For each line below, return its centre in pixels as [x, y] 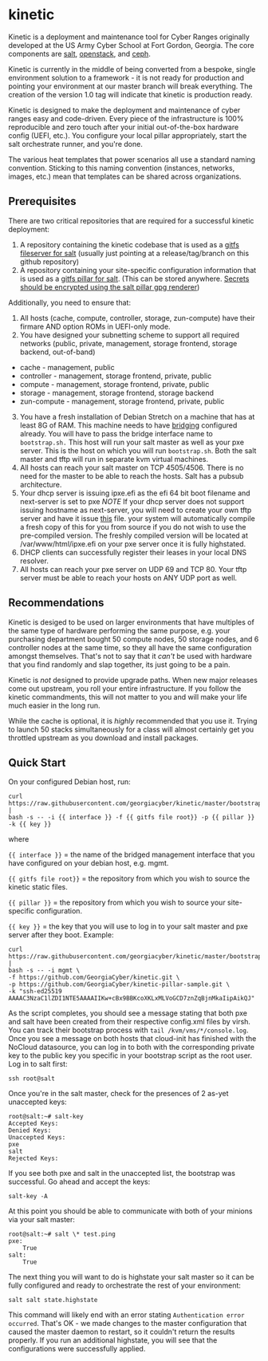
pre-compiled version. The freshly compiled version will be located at [134, 535]
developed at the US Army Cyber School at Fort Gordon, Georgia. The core [131, 45]
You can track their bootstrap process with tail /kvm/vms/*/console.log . [128, 1030]
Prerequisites [42, 201]
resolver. [34, 561]
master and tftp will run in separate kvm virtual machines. [114, 459]
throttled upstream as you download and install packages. [104, 738]
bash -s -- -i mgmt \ [44, 971]
